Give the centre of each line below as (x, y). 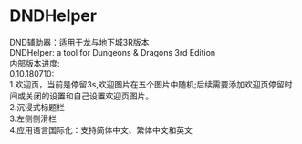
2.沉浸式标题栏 (37, 107)
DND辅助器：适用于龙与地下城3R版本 (79, 42)
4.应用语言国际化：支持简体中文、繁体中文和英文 (101, 129)
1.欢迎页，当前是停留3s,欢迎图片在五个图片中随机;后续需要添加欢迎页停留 (147, 84)
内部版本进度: (35, 63)
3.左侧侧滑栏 (33, 118)
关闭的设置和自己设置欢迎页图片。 (89, 96)
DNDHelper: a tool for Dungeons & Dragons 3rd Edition (113, 52)
